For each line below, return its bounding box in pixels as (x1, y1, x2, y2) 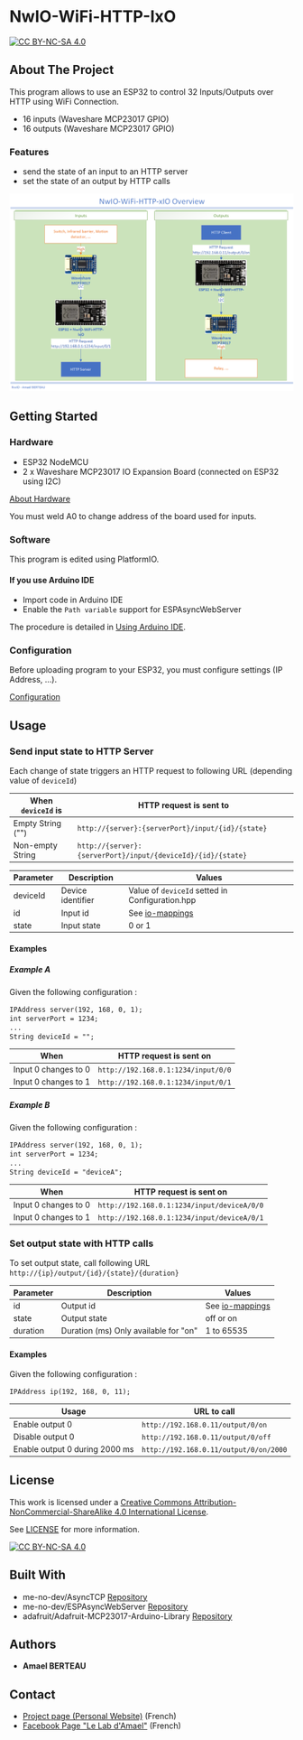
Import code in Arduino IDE (22, 594, 124, 606)
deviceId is (21, 805, 63, 815)
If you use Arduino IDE (9, 574, 95, 585)
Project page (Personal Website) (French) (22, 1711, 178, 1722)
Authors (9, 1636, 57, 1652)
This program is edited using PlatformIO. (9, 554, 160, 564)
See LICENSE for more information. (9, 1523, 140, 1534)
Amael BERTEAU (22, 1661, 87, 1671)
